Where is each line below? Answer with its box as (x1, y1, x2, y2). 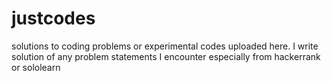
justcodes (11, 7, 96, 30)
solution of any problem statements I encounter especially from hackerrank (11, 50, 321, 62)
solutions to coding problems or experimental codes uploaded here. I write (11, 40, 319, 52)
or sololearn (11, 61, 61, 73)
